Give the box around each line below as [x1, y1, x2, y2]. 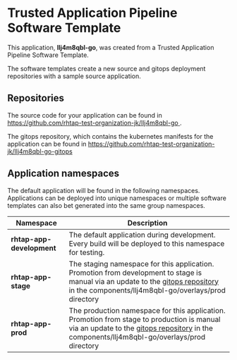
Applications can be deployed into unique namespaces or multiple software [7, 194, 227, 202]
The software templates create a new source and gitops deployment [7, 64, 206, 73]
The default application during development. [68, 230, 217, 240]
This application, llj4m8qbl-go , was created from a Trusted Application [7, 43, 214, 51]
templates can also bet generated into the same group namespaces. [7, 201, 206, 209]
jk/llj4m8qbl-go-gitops [7, 147, 73, 156]
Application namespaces [7, 168, 120, 180]
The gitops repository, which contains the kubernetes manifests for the [7, 132, 214, 140]
